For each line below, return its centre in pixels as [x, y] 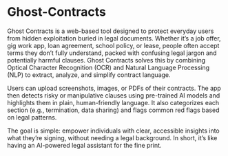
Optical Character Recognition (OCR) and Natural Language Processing [108, 67]
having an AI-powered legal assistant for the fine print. [84, 145]
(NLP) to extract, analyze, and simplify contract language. [89, 75]
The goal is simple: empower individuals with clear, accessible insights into [113, 131]
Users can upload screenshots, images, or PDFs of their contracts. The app [114, 88]
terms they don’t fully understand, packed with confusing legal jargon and [112, 53]
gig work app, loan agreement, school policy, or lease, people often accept [113, 45]
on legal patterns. [32, 117]
